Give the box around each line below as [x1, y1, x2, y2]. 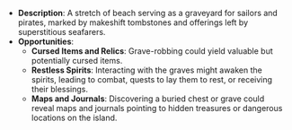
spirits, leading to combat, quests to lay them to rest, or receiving [31, 74, 272, 84]
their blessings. [31, 84, 88, 94]
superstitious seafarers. [17, 27, 106, 37]
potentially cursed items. [31, 56, 123, 65]
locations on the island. [31, 112, 118, 123]
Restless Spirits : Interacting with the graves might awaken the [31, 65, 262, 75]
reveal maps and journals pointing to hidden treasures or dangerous [31, 103, 283, 113]
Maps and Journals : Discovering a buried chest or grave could [31, 93, 265, 104]
